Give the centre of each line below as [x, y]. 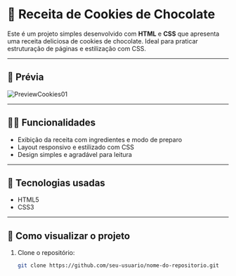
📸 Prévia [26, 77]
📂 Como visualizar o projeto [69, 236]
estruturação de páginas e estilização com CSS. [77, 48]
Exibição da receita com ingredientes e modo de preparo [100, 139]
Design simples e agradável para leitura [74, 154]
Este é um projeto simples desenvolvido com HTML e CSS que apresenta [113, 34]
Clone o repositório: [46, 253]
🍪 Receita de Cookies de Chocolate [111, 14]
